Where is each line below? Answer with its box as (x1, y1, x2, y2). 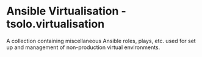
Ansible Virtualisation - (6, 4, 126, 18)
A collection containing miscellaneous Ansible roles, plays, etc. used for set (6, 37, 197, 44)
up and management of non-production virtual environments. (6, 44, 161, 51)
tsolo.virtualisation (6, 17, 105, 31)
